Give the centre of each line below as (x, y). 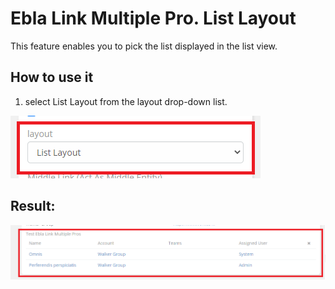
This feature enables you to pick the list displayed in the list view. (144, 46)
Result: (33, 206)
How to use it (52, 77)
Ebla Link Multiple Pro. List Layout (153, 18)
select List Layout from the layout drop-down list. (126, 101)
